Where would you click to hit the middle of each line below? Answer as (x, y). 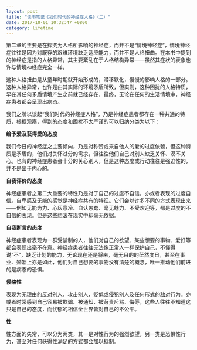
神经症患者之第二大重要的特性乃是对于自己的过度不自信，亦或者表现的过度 (96, 193)
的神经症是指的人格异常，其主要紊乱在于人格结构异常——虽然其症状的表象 (96, 60)
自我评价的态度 (24, 181)
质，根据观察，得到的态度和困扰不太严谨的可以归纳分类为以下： (83, 121)
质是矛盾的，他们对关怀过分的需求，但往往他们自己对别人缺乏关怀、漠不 (93, 154)
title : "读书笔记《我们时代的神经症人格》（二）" (58, 17)
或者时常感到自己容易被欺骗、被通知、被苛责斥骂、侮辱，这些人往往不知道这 (98, 302)
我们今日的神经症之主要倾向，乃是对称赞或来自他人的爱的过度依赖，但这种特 (98, 147)
